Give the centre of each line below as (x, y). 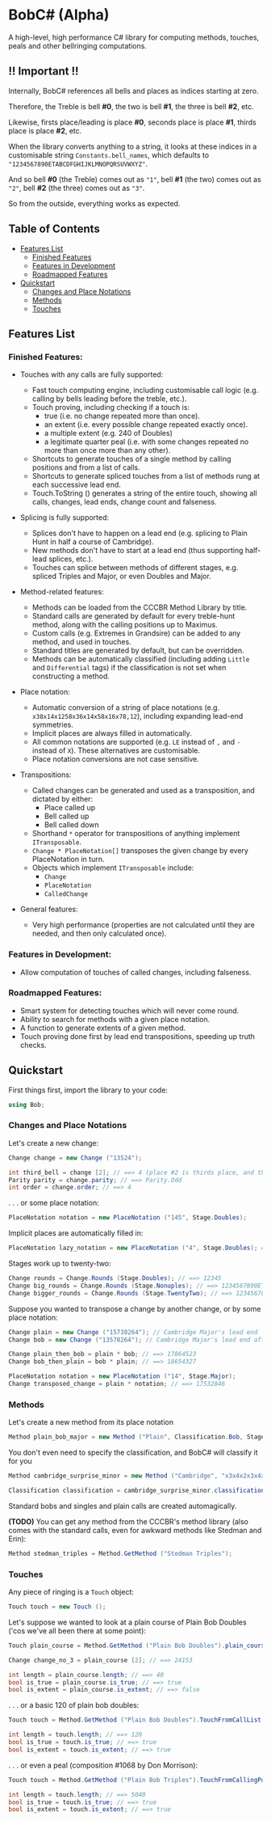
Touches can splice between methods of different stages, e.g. (135, 568)
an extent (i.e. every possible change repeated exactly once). (146, 425)
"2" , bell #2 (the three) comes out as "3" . (77, 188)
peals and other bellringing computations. (78, 45)
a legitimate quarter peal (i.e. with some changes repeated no (146, 442)
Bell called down (71, 825)
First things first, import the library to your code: (88, 1090)
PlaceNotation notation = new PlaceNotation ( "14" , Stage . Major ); (122, 1376)
